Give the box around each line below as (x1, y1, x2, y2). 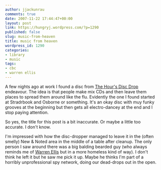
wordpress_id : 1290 (5, 43, 45, 48)
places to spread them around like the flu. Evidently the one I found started (5, 94, 155, 100)
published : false (5, 30, 40, 34)
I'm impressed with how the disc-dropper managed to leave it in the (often (5, 133, 154, 139)
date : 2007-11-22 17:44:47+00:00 (5, 16, 73, 21)
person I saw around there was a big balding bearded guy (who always (5, 144, 147, 150)
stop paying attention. (5, 109, 49, 115)
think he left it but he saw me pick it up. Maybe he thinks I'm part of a (5, 154, 144, 160)
